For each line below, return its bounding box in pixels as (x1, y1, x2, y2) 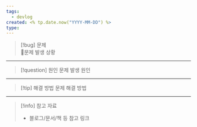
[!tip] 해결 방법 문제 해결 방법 (20, 84, 87, 91)
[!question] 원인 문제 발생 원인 (20, 66, 91, 73)
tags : (6, 8, 19, 15)
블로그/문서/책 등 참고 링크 (29, 115, 90, 122)
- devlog (11, 14, 33, 20)
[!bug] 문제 (20, 41, 47, 48)
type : (6, 24, 19, 31)
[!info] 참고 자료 (20, 103, 57, 110)
